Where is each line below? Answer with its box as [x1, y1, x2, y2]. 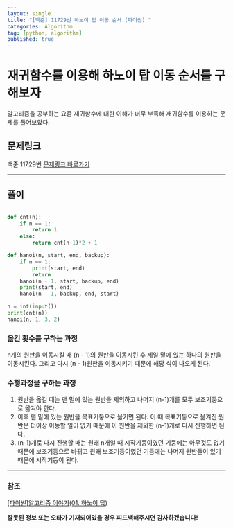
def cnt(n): [7, 213, 42, 220]
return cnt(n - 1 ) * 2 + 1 [32, 240, 98, 247]
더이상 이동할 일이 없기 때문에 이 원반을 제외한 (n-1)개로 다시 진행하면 [30, 421, 218, 430]
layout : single [7, 10, 51, 17]
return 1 [32, 227, 58, 234]
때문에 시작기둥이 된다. [17, 456, 79, 464]
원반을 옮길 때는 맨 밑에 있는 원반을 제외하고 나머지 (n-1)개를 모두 [17, 396, 193, 404]
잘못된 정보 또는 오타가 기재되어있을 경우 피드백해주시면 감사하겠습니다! [7, 513, 199, 522]
